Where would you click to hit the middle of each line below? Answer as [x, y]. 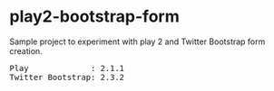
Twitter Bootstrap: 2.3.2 [67, 77]
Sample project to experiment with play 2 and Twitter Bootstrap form [137, 41]
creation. [26, 50]
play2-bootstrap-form [94, 17]
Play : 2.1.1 [67, 68]
